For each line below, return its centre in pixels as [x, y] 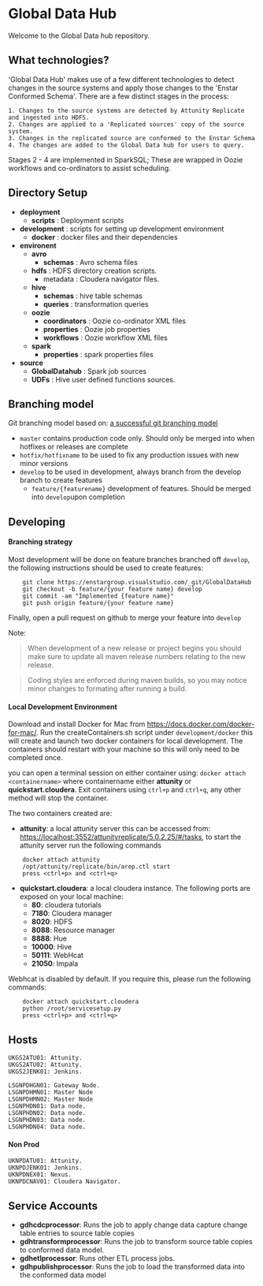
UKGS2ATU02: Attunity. [45, 1064]
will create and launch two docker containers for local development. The [126, 741]
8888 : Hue [49, 938]
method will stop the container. [58, 798]
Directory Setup [48, 193]
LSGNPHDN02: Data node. [47, 1113]
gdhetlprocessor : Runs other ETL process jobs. [97, 1258]
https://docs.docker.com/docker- [201, 724]
